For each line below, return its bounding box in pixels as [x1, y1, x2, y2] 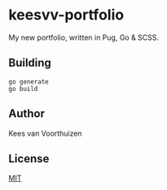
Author [8, 107, 45, 121]
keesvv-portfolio [8, 6, 125, 24]
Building [8, 56, 51, 70]
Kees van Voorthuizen [8, 128, 83, 138]
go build [8, 84, 38, 93]
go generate [8, 77, 49, 86]
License [8, 152, 50, 166]
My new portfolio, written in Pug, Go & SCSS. [8, 32, 160, 42]
